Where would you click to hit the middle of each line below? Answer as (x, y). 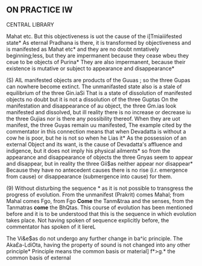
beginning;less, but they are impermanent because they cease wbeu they (97, 55)
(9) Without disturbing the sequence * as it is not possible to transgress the (100, 188)
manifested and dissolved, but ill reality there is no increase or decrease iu (99, 112)
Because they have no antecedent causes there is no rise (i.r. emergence (97, 170)
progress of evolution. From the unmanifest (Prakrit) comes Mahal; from (96, 194)
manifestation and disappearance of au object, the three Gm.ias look (91, 106)
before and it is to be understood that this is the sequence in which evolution (101, 213)
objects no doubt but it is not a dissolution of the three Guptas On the (92, 99)
